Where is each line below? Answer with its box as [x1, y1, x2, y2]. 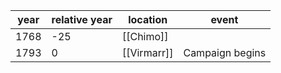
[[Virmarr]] [121, 46, 174, 59]
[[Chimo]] [121, 30, 169, 43]
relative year [51, 13, 113, 26]
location [128, 13, 168, 26]
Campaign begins [183, 46, 267, 59]
